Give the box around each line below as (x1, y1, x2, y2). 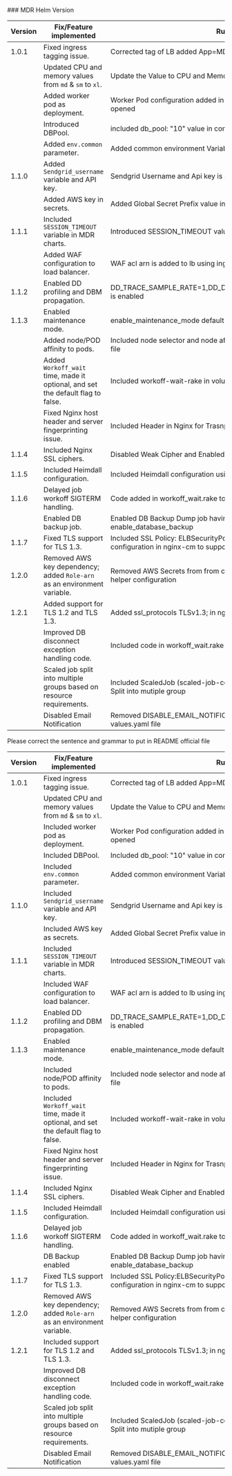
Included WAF (43, 980, 89, 989)
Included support (43, 1337, 99, 1347)
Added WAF (43, 250, 83, 259)
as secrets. (43, 933, 79, 942)
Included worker (43, 822, 97, 832)
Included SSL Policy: (110, 534, 177, 543)
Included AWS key (43, 924, 103, 933)
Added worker (43, 91, 90, 100)
